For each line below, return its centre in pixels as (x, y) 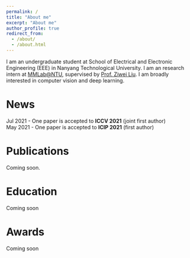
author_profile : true (33, 28)
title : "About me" (29, 17)
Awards (25, 232)
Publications (38, 151)
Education (32, 191)
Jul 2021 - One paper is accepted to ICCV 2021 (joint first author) (86, 121)
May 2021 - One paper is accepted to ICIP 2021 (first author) (80, 127)
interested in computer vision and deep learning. (65, 80)
